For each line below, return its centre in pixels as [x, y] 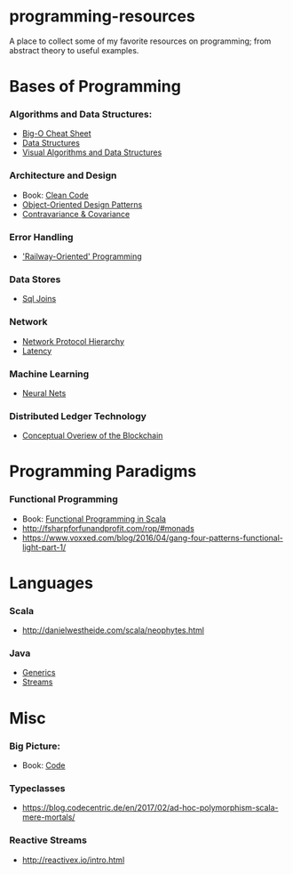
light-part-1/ [44, 547]
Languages [51, 583]
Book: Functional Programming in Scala [94, 519]
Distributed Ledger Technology [78, 416]
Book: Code [44, 765]
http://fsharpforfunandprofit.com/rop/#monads [108, 528]
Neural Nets [44, 392]
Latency [37, 351]
